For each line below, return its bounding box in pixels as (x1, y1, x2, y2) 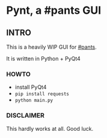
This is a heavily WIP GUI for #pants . (6, 43, 97, 50)
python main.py (14, 97, 53, 104)
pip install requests (14, 91, 69, 97)
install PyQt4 (14, 83, 47, 91)
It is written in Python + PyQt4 (6, 55, 81, 62)
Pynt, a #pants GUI (6, 4, 102, 17)
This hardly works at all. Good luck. (6, 125, 94, 132)
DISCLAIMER (6, 112, 45, 120)
